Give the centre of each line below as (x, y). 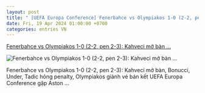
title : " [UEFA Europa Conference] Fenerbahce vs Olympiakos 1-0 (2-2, (99, 18)
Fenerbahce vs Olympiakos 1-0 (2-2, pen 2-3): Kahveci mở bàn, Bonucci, (98, 70)
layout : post (23, 12)
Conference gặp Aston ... (38, 83)
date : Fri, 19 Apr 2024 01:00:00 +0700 (57, 23)
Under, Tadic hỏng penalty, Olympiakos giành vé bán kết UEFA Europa (95, 76)
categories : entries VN (37, 29)
